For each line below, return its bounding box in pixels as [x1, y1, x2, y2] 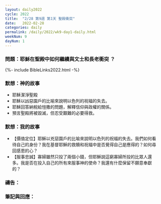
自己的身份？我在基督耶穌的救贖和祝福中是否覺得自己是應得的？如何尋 [16, 141, 156, 147]
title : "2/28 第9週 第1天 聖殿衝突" [5, 16, 75, 21]
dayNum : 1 [5, 39, 25, 44]
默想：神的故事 [5, 80, 40, 86]
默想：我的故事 [5, 123, 40, 130]
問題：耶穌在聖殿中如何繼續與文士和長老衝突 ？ [5, 55, 115, 62]
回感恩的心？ [12, 148, 38, 153]
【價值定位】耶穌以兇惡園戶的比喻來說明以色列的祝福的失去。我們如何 [12, 136, 152, 141]
